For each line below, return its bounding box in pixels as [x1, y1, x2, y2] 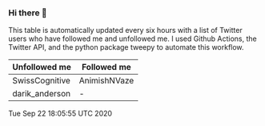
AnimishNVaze [78, 75, 135, 87]
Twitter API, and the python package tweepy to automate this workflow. [8, 43, 244, 52]
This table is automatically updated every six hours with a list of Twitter [8, 26, 243, 35]
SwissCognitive [12, 75, 70, 87]
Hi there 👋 [8, 7, 48, 18]
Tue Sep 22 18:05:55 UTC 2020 [8, 108, 113, 119]
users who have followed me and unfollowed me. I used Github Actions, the [8, 34, 258, 43]
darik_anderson [12, 88, 70, 100]
